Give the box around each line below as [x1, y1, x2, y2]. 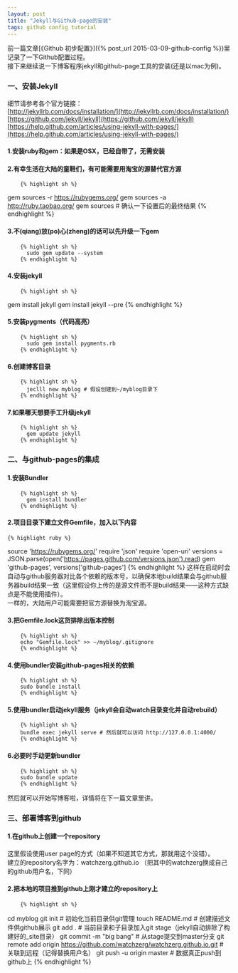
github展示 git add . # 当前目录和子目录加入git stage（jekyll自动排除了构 [19, 923, 230, 932]
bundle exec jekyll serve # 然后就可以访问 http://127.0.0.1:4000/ [20, 729, 217, 737]
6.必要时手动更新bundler [7, 751, 81, 760]
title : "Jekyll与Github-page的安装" [7, 17, 112, 24]
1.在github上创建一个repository [7, 832, 101, 841]
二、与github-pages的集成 [7, 454, 99, 464]
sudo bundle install [20, 683, 81, 691]
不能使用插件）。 [19, 589, 67, 598]
